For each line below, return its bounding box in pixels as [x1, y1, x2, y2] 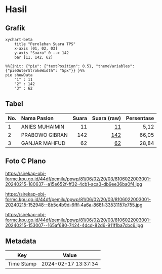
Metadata [5, 237, 36, 246]
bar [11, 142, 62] [14, 55, 53, 60]
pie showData [5, 72, 33, 77]
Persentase [126, 114, 154, 122]
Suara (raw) [92, 114, 121, 122]
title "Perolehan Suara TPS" [14, 42, 76, 47]
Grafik [5, 24, 25, 32]
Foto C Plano [5, 157, 46, 166]
